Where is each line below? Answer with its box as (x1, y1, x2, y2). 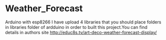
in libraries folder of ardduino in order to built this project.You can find (5, 24, 148, 30)
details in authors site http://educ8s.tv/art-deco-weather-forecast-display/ (5, 29, 157, 35)
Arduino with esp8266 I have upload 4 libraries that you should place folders (5, 19, 162, 25)
